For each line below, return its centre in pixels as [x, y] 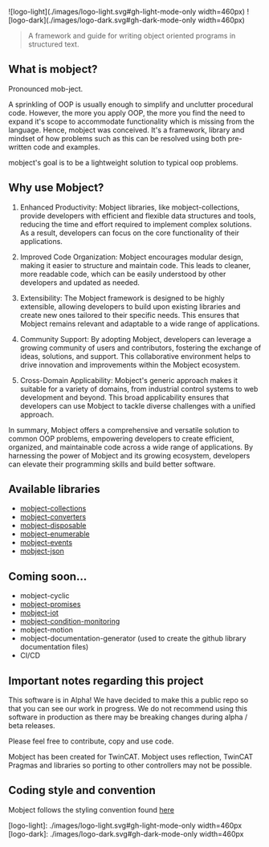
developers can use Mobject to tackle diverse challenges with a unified [137, 405]
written [20, 147]
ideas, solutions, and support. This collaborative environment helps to [135, 356]
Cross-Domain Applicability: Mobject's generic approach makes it [129, 380]
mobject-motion [47, 630]
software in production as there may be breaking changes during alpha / [128, 717]
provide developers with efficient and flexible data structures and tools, [138, 215]
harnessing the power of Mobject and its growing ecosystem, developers [129, 455]
